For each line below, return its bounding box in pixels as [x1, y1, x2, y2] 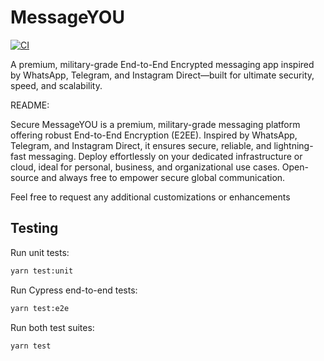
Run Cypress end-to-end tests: [10, 284, 138, 296]
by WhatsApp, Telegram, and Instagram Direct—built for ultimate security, [10, 69, 315, 81]
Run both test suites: [10, 321, 95, 333]
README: [10, 99, 50, 111]
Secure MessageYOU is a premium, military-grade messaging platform [10, 118, 301, 130]
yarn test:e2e [10, 303, 70, 313]
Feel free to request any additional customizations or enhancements [10, 191, 291, 203]
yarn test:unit [10, 266, 74, 276]
